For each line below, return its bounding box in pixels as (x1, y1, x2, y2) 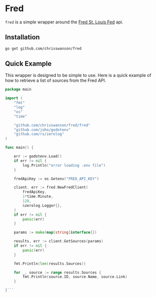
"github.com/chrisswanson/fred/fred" (14, 123, 91, 128)
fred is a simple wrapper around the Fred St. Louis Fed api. (5, 19, 123, 25)
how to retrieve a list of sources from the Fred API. (5, 77, 106, 83)
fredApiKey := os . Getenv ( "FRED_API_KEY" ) (14, 176, 99, 181)
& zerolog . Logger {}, (22, 203, 62, 208)
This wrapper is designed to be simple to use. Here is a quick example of (5, 73, 152, 78)
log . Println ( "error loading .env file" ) (22, 163, 106, 168)
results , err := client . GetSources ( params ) (14, 239, 104, 244)
